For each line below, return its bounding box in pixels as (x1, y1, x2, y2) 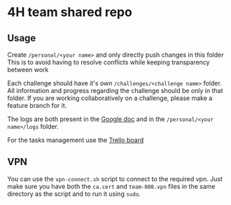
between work (7, 66, 49, 73)
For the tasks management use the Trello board (7, 136, 144, 144)
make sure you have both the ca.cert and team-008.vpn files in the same (7, 182, 216, 190)
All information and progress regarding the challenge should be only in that (7, 87, 223, 94)
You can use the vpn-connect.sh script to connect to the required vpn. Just (7, 174, 223, 183)
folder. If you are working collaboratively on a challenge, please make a (7, 94, 213, 102)
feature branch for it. (7, 101, 67, 109)
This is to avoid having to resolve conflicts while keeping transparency (7, 58, 210, 66)
